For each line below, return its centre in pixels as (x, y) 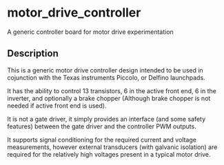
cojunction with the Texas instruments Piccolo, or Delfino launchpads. (106, 77)
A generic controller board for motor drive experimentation (90, 32)
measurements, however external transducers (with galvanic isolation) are (112, 147)
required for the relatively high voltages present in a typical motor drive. (109, 154)
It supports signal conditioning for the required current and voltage (102, 139)
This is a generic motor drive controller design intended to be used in (105, 70)
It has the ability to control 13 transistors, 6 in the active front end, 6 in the (112, 90)
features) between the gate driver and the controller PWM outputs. (102, 126)
